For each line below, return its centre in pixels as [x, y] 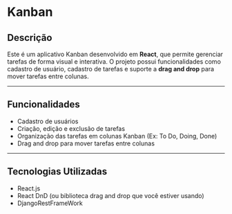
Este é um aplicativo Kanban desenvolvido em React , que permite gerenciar [115, 54]
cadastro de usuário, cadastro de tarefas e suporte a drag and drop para [111, 69]
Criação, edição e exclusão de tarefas [71, 128]
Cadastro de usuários [48, 121]
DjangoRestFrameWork [50, 203]
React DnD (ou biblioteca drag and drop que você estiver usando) [111, 195]
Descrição [30, 38]
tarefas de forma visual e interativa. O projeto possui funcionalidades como [114, 62]
